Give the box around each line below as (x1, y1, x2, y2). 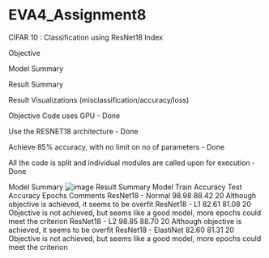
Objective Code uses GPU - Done (8, 111, 120, 121)
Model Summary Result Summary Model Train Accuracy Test (8, 182, 242, 192)
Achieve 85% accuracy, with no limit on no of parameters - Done (8, 142, 225, 151)
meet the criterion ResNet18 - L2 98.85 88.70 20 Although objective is (8, 216, 242, 226)
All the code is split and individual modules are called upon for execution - (8, 158, 256, 167)
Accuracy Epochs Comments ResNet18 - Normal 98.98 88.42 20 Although (8, 190, 257, 200)
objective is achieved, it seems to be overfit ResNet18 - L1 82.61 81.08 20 (8, 199, 251, 209)
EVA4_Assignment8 (8, 6, 147, 24)
